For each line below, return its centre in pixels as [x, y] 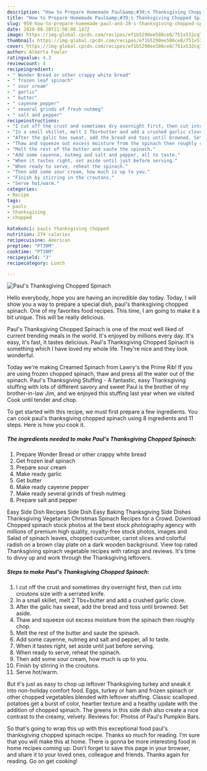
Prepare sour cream [41, 468]
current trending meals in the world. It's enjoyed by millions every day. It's [100, 336]
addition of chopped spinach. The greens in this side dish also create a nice [103, 710]
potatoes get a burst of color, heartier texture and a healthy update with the [102, 703]
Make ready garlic [39, 474]
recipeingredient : [30, 69]
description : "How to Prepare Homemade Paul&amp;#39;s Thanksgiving [96, 12]
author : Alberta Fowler [37, 52]
